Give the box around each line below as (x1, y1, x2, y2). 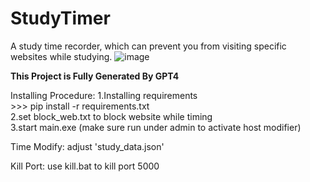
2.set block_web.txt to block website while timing (10, 110, 213, 122)
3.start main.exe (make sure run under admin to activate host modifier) (10, 121, 302, 133)
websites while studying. (10, 50, 113, 62)
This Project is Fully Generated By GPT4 (10, 70, 180, 82)
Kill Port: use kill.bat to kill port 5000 (10, 160, 160, 172)
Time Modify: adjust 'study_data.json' (10, 140, 165, 152)
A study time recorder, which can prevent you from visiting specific (10, 40, 287, 52)
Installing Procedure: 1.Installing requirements (10, 89, 198, 101)
